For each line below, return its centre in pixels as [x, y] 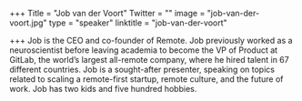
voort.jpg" [28, 23]
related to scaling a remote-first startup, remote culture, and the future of [146, 79]
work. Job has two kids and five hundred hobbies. [103, 89]
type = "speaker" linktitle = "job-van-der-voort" [138, 23]
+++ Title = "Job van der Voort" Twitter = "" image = [107, 13]
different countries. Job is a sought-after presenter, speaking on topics [142, 69]
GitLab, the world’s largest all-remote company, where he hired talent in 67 [149, 60]
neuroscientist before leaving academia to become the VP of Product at [144, 50]
